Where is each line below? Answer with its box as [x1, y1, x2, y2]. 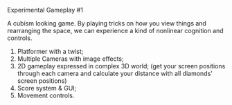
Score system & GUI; [17, 84, 77, 92]
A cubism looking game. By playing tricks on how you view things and [7, 19, 206, 27]
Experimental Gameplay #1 [7, 6, 83, 14]
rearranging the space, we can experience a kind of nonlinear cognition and [7, 27, 224, 35]
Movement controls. [17, 91, 75, 99]
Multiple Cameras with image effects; [17, 55, 124, 63]
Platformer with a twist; [17, 48, 84, 55]
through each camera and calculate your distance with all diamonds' [17, 69, 213, 77]
